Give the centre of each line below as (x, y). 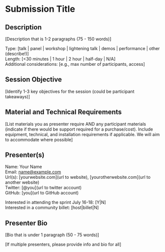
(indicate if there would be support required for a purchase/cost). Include (79, 129)
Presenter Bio (26, 223)
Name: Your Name (24, 167)
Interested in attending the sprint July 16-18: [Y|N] (56, 202)
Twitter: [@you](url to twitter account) (43, 188)
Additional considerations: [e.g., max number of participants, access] (75, 64)
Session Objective (34, 80)
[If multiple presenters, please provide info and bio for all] (63, 245)
